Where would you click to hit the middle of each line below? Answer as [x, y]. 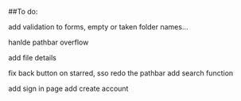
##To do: [23, 12]
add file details [33, 58]
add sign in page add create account [68, 88]
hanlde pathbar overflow [49, 42]
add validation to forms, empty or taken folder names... [98, 27]
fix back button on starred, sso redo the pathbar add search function [121, 73]
